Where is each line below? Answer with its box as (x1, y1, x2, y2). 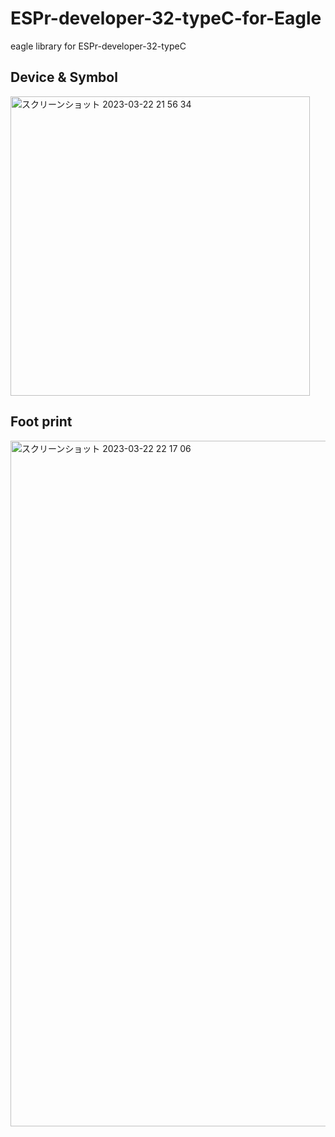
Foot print (10, 413, 73, 431)
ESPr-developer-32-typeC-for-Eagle (10, 7, 322, 30)
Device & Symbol (10, 69, 118, 86)
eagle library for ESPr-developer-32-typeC (10, 40, 187, 52)
